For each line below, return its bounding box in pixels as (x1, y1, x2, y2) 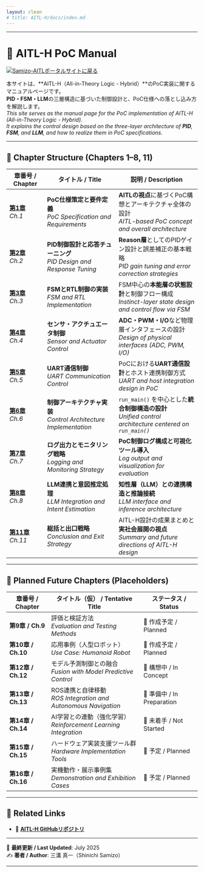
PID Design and (47, 258, 92, 266)
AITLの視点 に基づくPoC (118, 191, 187, 199)
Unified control (118, 413, 161, 421)
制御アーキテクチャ (47, 399, 102, 407)
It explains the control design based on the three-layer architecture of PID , (6, 123, 193, 130)
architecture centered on (118, 420, 189, 428)
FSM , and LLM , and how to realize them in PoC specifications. (6, 129, 163, 137)
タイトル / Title (58, 176, 102, 184)
